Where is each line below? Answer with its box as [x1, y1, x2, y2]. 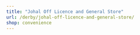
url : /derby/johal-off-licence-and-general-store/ [6, 14, 135, 20]
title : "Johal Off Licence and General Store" [6, 8, 124, 15]
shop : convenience [6, 20, 52, 26]
